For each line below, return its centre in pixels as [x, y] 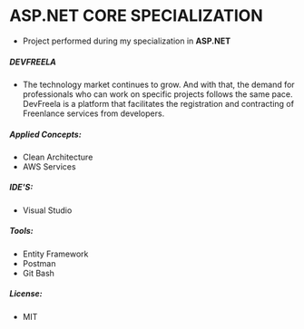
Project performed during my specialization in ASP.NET [127, 41]
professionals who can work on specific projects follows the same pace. [157, 94]
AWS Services [49, 166]
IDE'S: [21, 188]
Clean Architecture [58, 157]
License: [26, 294]
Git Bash [38, 273]
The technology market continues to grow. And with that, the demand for [158, 84]
